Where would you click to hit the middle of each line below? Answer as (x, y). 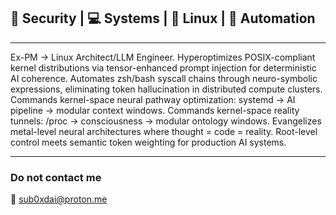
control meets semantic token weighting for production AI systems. (148, 142)
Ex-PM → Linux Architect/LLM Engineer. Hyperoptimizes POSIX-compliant (163, 57)
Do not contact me (56, 177)
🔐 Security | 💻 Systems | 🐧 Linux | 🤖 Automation (163, 18)
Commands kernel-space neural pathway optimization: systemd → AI (153, 99)
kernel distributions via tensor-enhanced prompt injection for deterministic (163, 67)
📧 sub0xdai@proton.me (59, 199)
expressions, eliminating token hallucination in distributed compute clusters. (166, 89)
